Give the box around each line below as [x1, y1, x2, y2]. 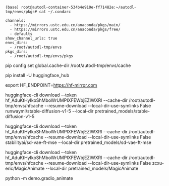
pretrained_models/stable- [94, 108, 150, 114]
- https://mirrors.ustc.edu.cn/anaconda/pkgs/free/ [10, 27, 121, 32]
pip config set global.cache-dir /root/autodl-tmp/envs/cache [5, 62, 131, 68]
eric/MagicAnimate [5, 165, 45, 171]
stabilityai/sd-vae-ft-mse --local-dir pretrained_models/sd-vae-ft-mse [5, 139, 152, 145]
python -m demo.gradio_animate [5, 175, 73, 181]
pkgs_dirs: [5, 49, 28, 54]
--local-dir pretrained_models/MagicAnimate [45, 165, 139, 171]
